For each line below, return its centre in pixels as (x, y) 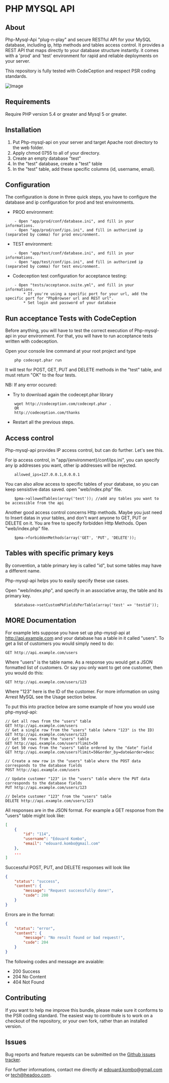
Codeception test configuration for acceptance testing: (70, 276)
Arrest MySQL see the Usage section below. (51, 697)
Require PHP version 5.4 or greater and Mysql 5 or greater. (66, 114)
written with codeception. (32, 341)
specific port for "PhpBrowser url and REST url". (60, 299)
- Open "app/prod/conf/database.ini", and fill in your (74, 221)
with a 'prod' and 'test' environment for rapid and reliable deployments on (82, 56)
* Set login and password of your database (70, 303)
